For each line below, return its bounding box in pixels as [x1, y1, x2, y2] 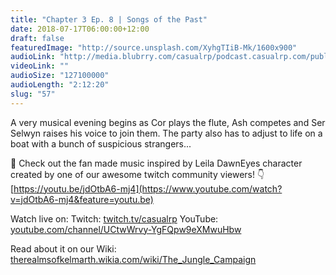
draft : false [10, 33, 65, 43]
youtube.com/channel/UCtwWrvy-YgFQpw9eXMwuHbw [10, 223, 242, 235]
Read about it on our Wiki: [10, 242, 117, 255]
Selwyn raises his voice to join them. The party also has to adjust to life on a [10, 127, 323, 139]
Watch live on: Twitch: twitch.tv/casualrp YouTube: [10, 212, 219, 225]
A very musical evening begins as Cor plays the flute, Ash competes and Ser [10, 116, 326, 128]
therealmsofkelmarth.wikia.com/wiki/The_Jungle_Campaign [10, 253, 257, 265]
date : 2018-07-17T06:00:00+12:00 [10, 24, 150, 34]
